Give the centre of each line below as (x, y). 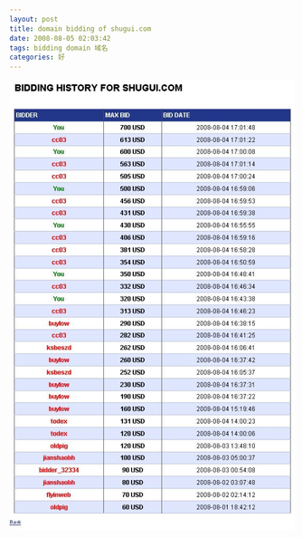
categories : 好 (37, 58)
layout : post (34, 19)
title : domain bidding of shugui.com (80, 29)
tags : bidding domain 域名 (59, 48)
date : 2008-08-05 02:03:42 (60, 38)
